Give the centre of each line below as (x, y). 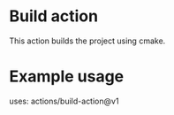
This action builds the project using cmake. (87, 41)
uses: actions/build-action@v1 (64, 101)
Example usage (67, 77)
